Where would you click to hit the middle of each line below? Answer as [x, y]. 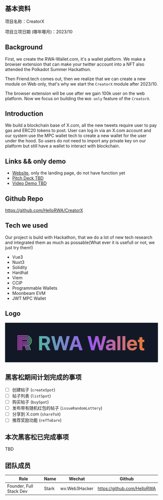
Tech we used [26, 226]
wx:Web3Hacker [77, 489]
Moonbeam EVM [29, 293]
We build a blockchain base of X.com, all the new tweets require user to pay [81, 125]
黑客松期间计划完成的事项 [43, 377]
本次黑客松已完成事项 [37, 437]
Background [24, 47]
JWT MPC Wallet [29, 298]
